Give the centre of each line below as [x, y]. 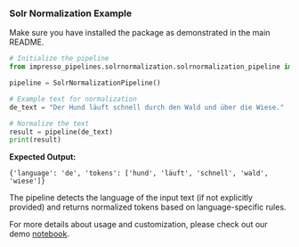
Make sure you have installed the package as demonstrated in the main [140, 33]
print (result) [36, 140]
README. [27, 42]
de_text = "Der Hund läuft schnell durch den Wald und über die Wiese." [147, 107]
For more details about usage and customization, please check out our [139, 225]
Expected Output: [43, 157]
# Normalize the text [49, 123]
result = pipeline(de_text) [61, 132]
